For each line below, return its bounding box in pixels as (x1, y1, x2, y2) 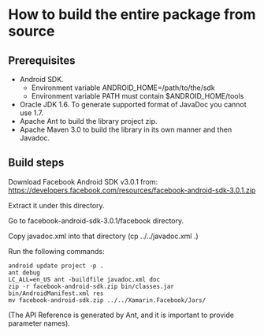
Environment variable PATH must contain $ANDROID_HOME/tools (31, 91, 244, 100)
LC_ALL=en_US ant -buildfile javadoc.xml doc (8, 275, 160, 283)
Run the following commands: (8, 246, 105, 256)
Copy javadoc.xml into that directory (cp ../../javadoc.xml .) (8, 231, 199, 241)
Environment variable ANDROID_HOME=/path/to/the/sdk (31, 83, 215, 92)
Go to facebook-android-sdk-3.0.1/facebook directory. (8, 215, 184, 226)
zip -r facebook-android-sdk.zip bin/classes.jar (8, 282, 175, 290)
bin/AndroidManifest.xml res (8, 289, 104, 297)
